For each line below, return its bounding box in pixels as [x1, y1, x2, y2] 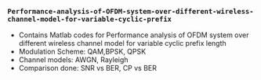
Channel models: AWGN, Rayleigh [18, 55, 129, 64]
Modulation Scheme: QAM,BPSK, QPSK [18, 47, 147, 57]
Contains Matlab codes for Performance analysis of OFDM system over [18, 30, 249, 40]
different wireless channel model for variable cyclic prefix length [18, 39, 227, 48]
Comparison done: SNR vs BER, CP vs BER [18, 64, 158, 73]
